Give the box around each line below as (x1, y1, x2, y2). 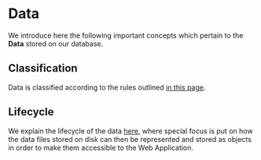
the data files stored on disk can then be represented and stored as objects (8, 134, 252, 144)
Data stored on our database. (8, 38, 104, 48)
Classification (8, 62, 78, 75)
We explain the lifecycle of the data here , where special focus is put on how (8, 126, 253, 136)
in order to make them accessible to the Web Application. (8, 143, 194, 152)
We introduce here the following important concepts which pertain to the (8, 31, 244, 40)
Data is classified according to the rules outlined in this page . (8, 82, 206, 92)
